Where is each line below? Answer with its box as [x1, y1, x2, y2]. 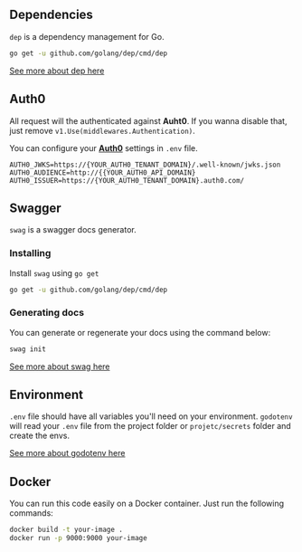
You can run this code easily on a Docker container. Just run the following [9, 498, 285, 509]
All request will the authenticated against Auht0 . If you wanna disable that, [9, 115, 288, 126]
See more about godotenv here [9, 448, 126, 459]
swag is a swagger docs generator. [9, 224, 137, 235]
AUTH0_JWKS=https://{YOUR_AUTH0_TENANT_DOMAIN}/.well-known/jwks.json [9, 160, 281, 169]
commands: [9, 508, 54, 519]
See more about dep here [9, 65, 105, 76]
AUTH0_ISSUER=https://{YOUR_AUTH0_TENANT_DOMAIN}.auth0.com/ [9, 176, 245, 185]
